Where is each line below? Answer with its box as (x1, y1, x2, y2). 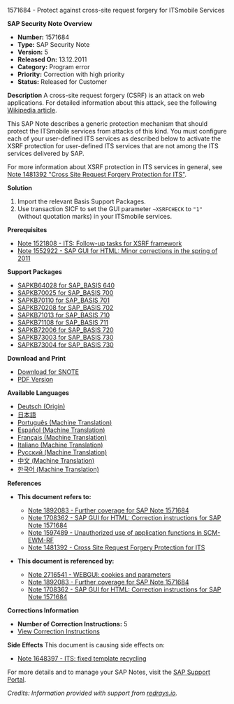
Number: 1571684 (17, 33, 70, 41)
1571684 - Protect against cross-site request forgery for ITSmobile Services (7, 6, 225, 14)
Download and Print (7, 354, 66, 362)
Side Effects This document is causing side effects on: (7, 641, 166, 649)
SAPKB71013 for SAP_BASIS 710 (17, 311, 110, 319)
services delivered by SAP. (7, 150, 85, 157)
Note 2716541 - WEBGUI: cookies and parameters (27, 570, 171, 579)
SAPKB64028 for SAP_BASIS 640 (17, 281, 115, 289)
